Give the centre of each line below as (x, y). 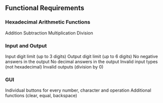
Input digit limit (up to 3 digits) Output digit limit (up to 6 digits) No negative (81, 56)
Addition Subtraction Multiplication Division (49, 33)
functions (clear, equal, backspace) (41, 96)
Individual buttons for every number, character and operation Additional (78, 90)
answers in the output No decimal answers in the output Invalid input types (81, 62)
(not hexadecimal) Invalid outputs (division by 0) (54, 67)
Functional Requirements (45, 8)
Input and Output (26, 45)
